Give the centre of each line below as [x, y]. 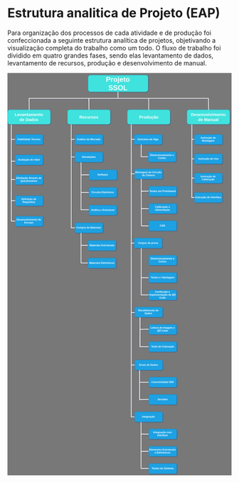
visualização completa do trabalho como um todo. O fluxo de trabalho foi [114, 48]
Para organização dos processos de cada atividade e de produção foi [110, 33]
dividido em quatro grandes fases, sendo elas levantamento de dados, [111, 55]
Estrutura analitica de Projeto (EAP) [114, 13]
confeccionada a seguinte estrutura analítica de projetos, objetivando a [112, 40]
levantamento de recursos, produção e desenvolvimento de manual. [107, 63]
